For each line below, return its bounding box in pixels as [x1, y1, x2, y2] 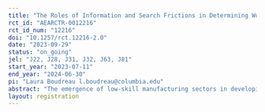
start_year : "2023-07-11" [8, 63, 93, 71]
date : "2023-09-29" [8, 41, 73, 49]
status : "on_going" [8, 48, 73, 56]
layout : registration [8, 92, 80, 100]
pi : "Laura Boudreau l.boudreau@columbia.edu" [8, 77, 164, 85]
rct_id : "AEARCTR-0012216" [8, 19, 97, 27]
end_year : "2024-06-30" [8, 70, 87, 78]
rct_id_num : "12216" [8, 26, 77, 34]
